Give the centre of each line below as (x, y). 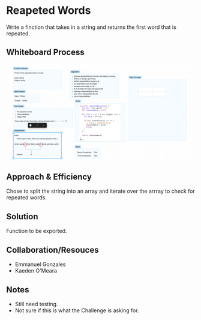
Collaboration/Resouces (52, 250)
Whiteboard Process (46, 53)
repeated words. (26, 198)
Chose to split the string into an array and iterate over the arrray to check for (100, 191)
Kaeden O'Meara (36, 271)
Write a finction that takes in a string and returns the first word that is (91, 27)
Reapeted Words (49, 11)
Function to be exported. (37, 231)
